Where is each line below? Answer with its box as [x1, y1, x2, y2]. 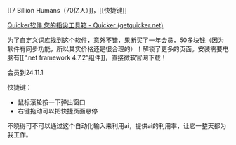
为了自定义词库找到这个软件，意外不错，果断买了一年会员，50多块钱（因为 [7, 36, 225, 44]
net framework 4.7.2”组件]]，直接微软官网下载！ [27, 53, 167, 62]
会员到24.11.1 [7, 69, 44, 76]
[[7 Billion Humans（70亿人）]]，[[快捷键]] [7, 6, 128, 14]
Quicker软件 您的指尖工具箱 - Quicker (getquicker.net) [7, 21, 164, 29]
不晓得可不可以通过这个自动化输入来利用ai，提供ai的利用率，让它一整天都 [7, 122, 221, 130]
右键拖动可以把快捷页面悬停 [17, 107, 98, 115]
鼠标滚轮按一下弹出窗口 [17, 98, 86, 106]
